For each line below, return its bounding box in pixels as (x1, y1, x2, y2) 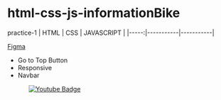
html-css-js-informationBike (7, 5, 180, 21)
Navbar (17, 71, 40, 79)
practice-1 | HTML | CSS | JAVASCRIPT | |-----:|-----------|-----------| (7, 28, 215, 37)
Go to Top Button (17, 55, 68, 65)
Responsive (17, 63, 52, 72)
